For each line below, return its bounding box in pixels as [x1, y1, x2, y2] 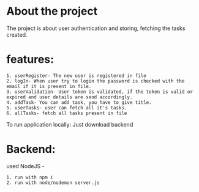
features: [6, 53, 54, 67]
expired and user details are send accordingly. [6, 94, 133, 100]
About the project [6, 4, 98, 18]
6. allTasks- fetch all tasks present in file [6, 110, 127, 116]
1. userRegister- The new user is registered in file [6, 72, 147, 79]
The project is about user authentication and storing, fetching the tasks [6, 24, 186, 32]
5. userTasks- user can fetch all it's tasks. [6, 105, 127, 111]
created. [6, 31, 28, 38]
